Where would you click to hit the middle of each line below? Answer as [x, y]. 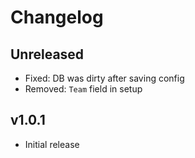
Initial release [52, 144]
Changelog [57, 17]
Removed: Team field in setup [83, 89]
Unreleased [47, 54]
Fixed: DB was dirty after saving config [104, 78]
